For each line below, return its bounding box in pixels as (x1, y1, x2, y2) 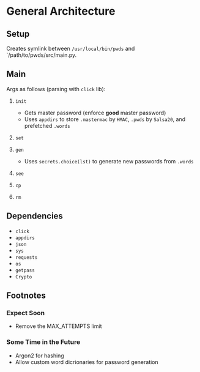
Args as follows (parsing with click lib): (6, 85, 106, 92)
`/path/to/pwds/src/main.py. (6, 51, 77, 59)
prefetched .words (24, 122, 70, 129)
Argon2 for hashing (15, 352, 64, 359)
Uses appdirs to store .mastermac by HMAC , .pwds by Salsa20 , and (24, 115, 186, 123)
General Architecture (6, 4, 116, 18)
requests (15, 254, 38, 261)
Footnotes (6, 291, 46, 301)
